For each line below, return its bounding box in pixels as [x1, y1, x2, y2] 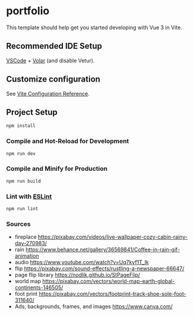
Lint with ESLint [6, 192, 52, 201]
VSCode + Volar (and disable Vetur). [6, 57, 95, 64]
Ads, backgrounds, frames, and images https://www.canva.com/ [14, 303, 173, 310]
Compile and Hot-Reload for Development [6, 137, 129, 145]
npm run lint [6, 205, 39, 212]
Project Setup [6, 107, 58, 117]
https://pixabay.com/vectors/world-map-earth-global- [42, 278, 175, 285]
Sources [6, 220, 31, 228]
